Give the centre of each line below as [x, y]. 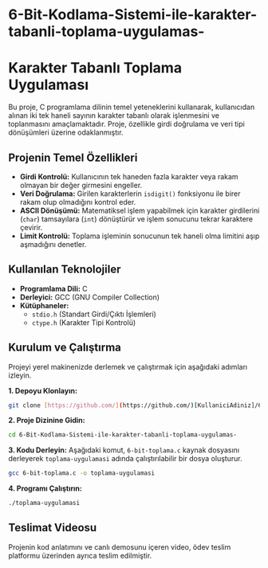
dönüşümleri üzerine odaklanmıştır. [66, 132]
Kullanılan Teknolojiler [65, 270]
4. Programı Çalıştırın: [45, 488]
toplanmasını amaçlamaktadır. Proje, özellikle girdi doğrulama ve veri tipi [126, 124]
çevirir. [31, 227]
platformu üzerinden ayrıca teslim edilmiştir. [80, 555]
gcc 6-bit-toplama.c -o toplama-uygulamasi [82, 473]
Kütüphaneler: [44, 305]
